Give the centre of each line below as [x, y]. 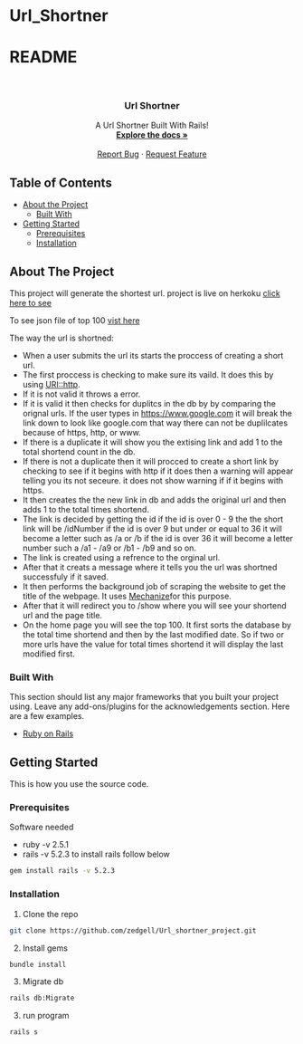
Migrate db [43, 982]
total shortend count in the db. [79, 452]
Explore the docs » [152, 135]
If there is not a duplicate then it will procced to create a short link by [150, 462]
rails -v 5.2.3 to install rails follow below [96, 854]
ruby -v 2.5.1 [46, 845]
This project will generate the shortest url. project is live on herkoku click [145, 293]
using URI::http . [51, 385]
